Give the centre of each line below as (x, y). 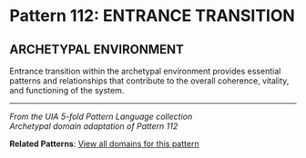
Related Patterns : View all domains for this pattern (104, 143)
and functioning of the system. (67, 90)
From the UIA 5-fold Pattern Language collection (101, 116)
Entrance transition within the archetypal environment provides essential (145, 71)
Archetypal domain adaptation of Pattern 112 (94, 126)
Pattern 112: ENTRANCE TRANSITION (153, 16)
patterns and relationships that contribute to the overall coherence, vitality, (149, 81)
